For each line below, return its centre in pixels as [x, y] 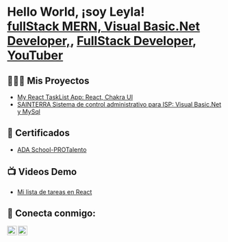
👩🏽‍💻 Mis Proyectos [48, 80]
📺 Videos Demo [42, 172]
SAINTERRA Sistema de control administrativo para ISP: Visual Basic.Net [119, 104]
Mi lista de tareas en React [54, 191]
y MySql [29, 111]
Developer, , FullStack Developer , [102, 41]
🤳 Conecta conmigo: [51, 214]
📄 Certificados [38, 133]
